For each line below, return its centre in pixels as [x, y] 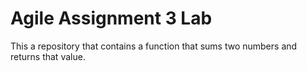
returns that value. [48, 56]
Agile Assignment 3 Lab [111, 18]
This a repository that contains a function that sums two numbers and [154, 46]
